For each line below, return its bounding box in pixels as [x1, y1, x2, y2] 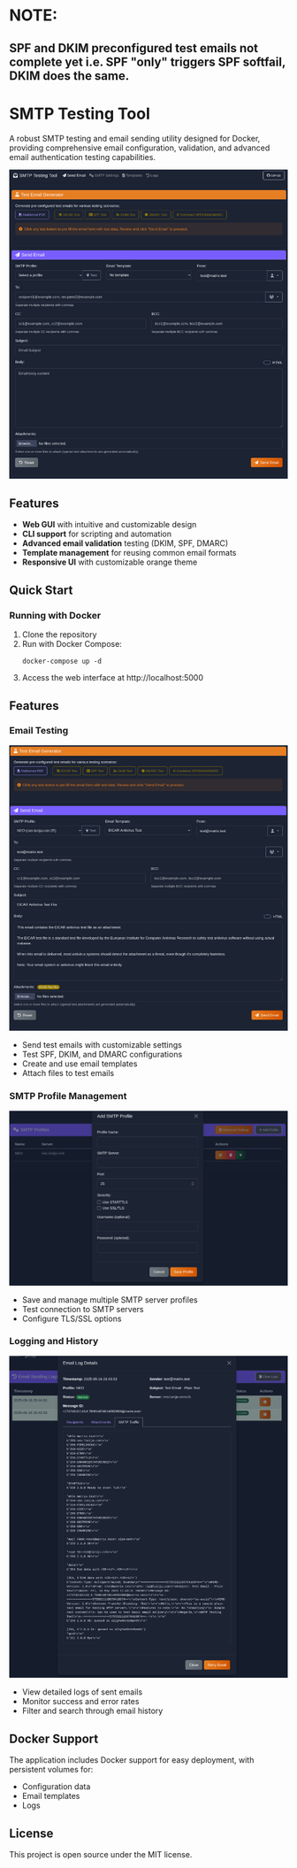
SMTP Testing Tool [9, 104, 150, 124]
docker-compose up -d [21, 657, 102, 666]
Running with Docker [9, 609, 102, 621]
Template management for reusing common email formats [21, 548, 237, 558]
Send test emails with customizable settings [21, 1040, 183, 1050]
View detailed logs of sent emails [21, 1687, 143, 1697]
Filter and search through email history [21, 1705, 164, 1717]
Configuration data [21, 1781, 91, 1792]
